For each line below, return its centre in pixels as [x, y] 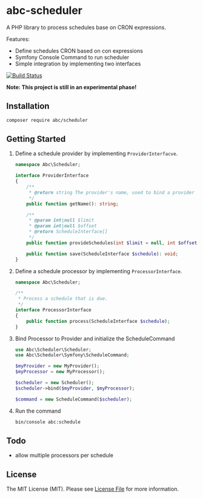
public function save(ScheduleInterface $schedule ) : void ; [102, 254]
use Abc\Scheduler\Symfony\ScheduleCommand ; [72, 355]
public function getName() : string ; [72, 204]
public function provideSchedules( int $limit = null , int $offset [112, 243]
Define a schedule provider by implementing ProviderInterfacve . [96, 154]
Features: [18, 39]
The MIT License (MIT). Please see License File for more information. [92, 489]
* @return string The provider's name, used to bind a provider [112, 192]
